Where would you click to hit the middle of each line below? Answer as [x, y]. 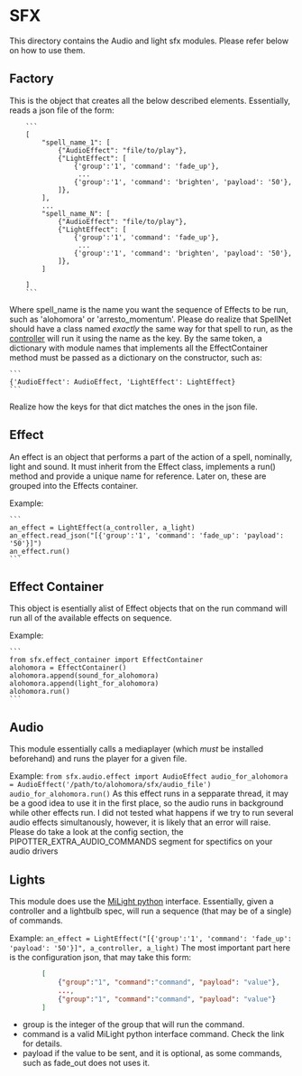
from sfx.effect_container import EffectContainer [106, 660]
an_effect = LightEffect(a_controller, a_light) [102, 528]
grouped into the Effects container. [74, 485]
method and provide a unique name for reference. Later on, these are [138, 476]
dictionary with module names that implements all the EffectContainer [139, 348]
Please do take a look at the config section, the [96, 832]
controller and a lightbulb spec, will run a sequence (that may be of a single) [151, 911]
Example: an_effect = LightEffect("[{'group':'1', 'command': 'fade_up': [151, 938]
